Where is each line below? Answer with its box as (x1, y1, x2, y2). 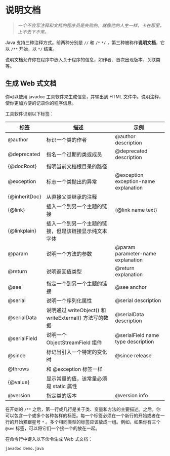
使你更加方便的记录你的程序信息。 (5, 100, 76, 106)
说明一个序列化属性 (46, 297, 92, 304)
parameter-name (115, 250, 157, 257)
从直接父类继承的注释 (46, 193, 97, 200)
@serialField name (115, 331, 159, 338)
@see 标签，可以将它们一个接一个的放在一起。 (5, 425, 100, 431)
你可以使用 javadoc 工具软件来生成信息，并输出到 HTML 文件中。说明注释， (5, 93, 163, 99)
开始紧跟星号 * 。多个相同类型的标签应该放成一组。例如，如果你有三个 (14, 419, 161, 425)
